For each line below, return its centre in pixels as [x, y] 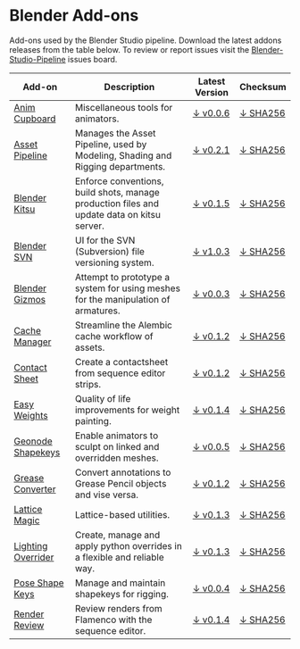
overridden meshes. [117, 458]
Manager [33, 342]
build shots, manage [117, 192]
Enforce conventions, [119, 181]
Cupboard [35, 119]
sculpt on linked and [117, 446]
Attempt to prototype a [122, 277]
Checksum [263, 87]
